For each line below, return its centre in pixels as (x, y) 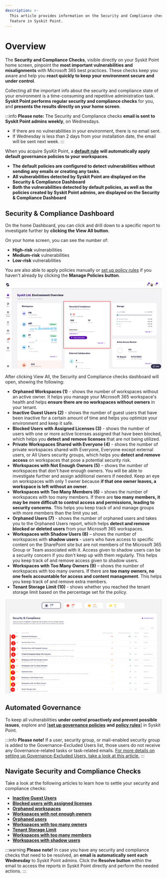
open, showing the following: (35, 382)
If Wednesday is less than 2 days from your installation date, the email (84, 136)
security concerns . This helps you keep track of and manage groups (83, 508)
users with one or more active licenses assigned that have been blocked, (87, 434)
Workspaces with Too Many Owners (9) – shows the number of (78, 566)
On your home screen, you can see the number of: (57, 240)
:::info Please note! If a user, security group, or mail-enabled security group (83, 740)
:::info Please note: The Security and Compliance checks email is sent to (80, 116)
